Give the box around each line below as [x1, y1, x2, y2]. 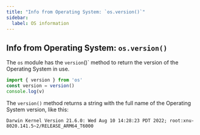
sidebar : [6, 15, 29, 21]
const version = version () [6, 83, 75, 89]
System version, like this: [6, 106, 69, 113]
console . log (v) [6, 88, 45, 94]
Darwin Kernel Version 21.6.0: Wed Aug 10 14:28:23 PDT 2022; [6, 117, 167, 123]
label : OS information [12, 20, 69, 26]
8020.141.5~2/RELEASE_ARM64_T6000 [6, 123, 94, 129]
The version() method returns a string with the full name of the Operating [6, 99, 191, 106]
